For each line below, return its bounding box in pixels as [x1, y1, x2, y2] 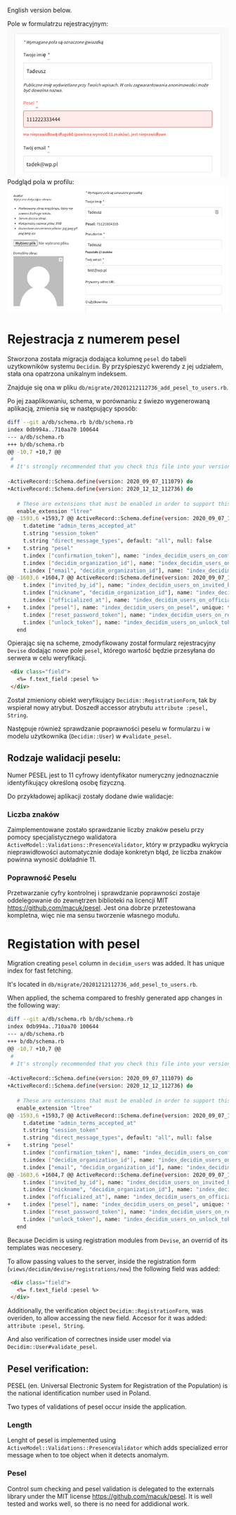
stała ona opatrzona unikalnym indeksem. [7, 370, 128, 378]
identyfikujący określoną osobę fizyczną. [7, 778, 126, 786]
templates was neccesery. [7, 1243, 84, 1251]
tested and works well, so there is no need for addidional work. [7, 1500, 190, 1508]
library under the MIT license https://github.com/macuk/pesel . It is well [7, 1492, 213, 1500]
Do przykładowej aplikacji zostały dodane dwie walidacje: [7, 792, 174, 800]
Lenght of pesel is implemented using [7, 1436, 117, 1445]
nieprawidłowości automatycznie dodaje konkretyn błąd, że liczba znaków [7, 848, 223, 857]
